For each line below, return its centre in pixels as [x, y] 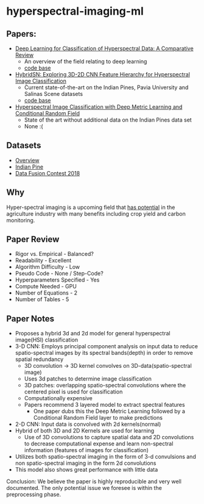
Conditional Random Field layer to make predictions [98, 418]
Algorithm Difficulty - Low [47, 267]
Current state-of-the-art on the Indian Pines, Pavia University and [106, 87]
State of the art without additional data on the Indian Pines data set [108, 120]
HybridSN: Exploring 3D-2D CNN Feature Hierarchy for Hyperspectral [103, 74]
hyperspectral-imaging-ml [75, 11]
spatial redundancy [39, 359]
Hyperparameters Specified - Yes [57, 280]
